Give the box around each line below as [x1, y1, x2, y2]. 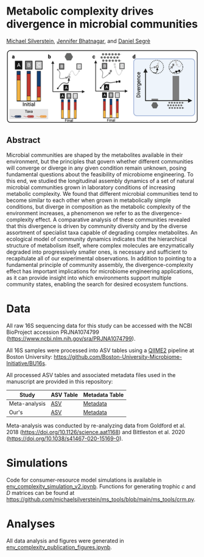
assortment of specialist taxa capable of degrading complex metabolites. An [6, 229, 198, 236]
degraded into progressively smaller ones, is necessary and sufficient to [6, 248, 188, 255]
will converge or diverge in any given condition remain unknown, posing [6, 164, 187, 171]
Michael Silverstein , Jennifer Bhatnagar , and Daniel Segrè [6, 37, 150, 44]
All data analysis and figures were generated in [6, 537, 124, 544]
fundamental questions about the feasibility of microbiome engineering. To [6, 170, 194, 178]
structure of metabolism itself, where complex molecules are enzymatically [6, 241, 194, 249]
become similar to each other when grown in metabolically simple [6, 196, 171, 204]
